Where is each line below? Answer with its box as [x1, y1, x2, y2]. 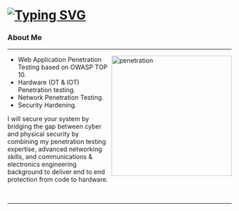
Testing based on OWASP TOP [17, 63, 108, 71]
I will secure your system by [7, 115, 90, 123]
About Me [7, 33, 43, 43]
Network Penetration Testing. [17, 93, 105, 102]
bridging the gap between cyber [7, 122, 102, 131]
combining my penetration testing [7, 138, 107, 146]
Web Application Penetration [17, 56, 102, 64]
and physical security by [7, 130, 80, 138]
